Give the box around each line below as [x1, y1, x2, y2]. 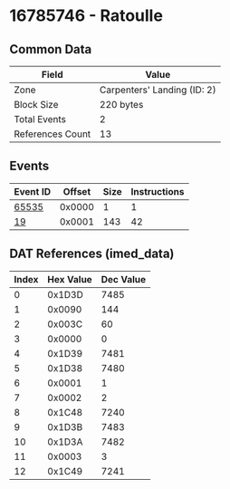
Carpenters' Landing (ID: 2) [99, 83, 216, 96]
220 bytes [99, 99, 144, 110]
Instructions [130, 185, 185, 197]
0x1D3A [47, 436, 83, 448]
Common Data [9, 42, 92, 57]
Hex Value [47, 273, 92, 285]
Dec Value [101, 273, 147, 285]
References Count [14, 128, 91, 140]
